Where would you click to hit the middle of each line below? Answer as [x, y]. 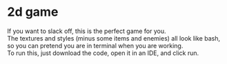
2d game [33, 12]
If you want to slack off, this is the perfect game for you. [87, 31]
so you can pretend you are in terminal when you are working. [95, 45]
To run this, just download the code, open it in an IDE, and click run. [103, 53]
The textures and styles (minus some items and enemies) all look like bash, [114, 38]
